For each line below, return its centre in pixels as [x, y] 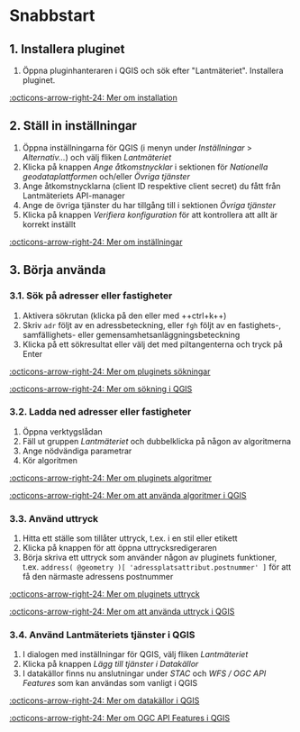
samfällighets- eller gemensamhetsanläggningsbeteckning [131, 334]
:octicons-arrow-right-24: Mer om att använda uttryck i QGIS [122, 612]
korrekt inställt [49, 224]
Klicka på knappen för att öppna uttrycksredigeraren [120, 548]
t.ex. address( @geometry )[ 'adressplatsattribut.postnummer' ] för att [157, 567]
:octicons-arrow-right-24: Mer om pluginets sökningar [110, 371]
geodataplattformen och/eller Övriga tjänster [106, 176]
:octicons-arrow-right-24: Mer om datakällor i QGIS [105, 700]
